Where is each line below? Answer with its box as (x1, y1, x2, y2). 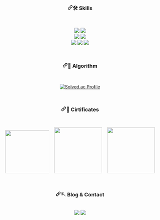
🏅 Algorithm (67, 62, 98, 69)
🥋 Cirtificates (66, 106, 99, 113)
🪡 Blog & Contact (60, 191, 105, 198)
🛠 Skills (72, 5, 93, 12)
